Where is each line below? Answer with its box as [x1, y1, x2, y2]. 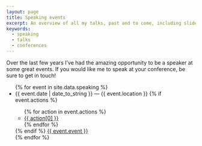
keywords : [6, 25, 31, 32]
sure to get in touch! [6, 72, 56, 79]
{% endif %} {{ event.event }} [14, 127, 88, 135]
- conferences [11, 43, 47, 49]
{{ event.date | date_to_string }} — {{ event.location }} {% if [14, 90, 162, 97]
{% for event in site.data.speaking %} [14, 83, 108, 90]
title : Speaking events [6, 14, 66, 21]
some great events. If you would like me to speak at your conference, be [6, 65, 185, 72]
